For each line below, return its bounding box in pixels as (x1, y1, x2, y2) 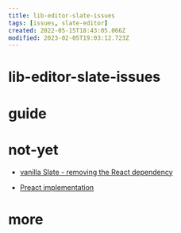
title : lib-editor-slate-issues (8, 11, 115, 20)
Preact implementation (19, 182, 94, 192)
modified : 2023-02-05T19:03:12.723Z (8, 33, 129, 42)
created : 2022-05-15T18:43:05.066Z (8, 26, 126, 34)
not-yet (8, 141, 59, 159)
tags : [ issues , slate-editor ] (8, 19, 109, 27)
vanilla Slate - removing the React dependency (19, 167, 173, 177)
